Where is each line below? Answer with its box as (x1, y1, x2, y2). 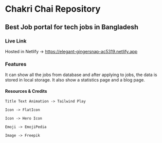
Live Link (5, 38, 27, 44)
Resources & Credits (5, 88, 47, 94)
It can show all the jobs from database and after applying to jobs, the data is (5, 72, 157, 78)
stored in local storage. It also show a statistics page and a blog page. (5, 77, 145, 83)
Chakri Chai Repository (5, 3, 101, 15)
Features (5, 61, 27, 67)
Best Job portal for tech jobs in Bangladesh (5, 23, 139, 31)
